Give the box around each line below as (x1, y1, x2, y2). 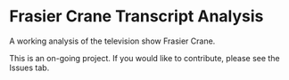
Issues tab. (9, 62, 50, 73)
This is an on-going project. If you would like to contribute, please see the (9, 52, 280, 63)
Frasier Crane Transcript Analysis (9, 6, 264, 27)
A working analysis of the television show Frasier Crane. (9, 36, 216, 46)
